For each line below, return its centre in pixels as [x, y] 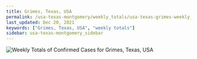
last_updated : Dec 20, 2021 [40, 22]
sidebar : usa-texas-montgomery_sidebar [55, 33]
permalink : [19, 17]
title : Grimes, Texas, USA [39, 11]
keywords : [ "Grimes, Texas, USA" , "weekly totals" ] [70, 28]
